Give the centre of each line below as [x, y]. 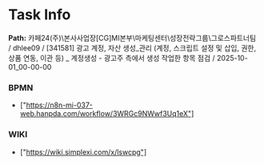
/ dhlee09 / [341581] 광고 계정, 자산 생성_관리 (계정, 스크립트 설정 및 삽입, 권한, [132, 48]
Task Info [40, 15]
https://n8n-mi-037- [60, 105]
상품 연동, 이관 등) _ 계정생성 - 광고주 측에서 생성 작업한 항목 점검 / [112, 58]
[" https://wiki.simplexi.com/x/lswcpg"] [83, 152]
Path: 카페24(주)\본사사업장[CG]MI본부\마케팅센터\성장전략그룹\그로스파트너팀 [132, 38]
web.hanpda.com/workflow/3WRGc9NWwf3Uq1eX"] [107, 114]
